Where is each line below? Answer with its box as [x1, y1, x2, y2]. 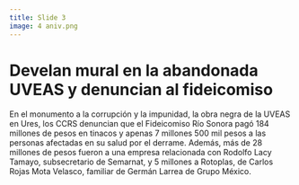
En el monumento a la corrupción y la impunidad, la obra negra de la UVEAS [9, 109, 291, 119]
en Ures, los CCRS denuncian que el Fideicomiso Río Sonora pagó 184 [9, 119, 269, 129]
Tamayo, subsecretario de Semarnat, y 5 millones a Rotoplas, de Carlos [9, 156, 274, 167]
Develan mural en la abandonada [9, 60, 259, 81]
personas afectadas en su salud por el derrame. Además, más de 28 [9, 137, 263, 148]
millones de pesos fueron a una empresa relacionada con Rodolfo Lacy [9, 147, 272, 158]
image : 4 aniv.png [9, 22, 78, 31]
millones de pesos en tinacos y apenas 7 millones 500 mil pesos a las [9, 128, 267, 139]
